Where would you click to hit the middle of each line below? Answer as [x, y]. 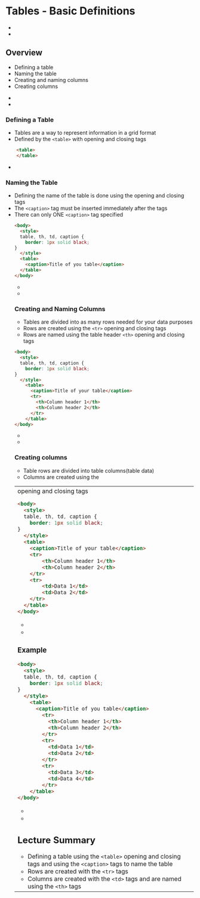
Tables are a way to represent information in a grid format [85, 133]
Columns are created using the [61, 477]
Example [32, 650]
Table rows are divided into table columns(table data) [89, 470]
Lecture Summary [56, 840]
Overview [24, 53]
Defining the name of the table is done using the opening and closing [99, 196]
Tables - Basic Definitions [70, 11]
